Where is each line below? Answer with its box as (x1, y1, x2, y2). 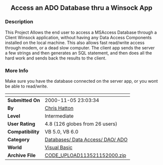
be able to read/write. (5, 83, 49, 89)
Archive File (7, 152, 36, 159)
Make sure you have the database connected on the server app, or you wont (5, 78, 158, 84)
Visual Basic (45, 144, 73, 150)
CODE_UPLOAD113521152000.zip (45, 152, 127, 159)
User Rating (7, 120, 35, 127)
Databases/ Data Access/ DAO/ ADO (45, 136, 128, 143)
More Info (5, 67, 29, 74)
